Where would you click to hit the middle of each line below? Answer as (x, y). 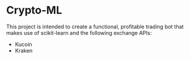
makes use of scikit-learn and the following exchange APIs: (79, 32)
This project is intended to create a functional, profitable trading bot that (95, 27)
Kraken (24, 50)
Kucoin (24, 44)
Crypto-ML (34, 10)
